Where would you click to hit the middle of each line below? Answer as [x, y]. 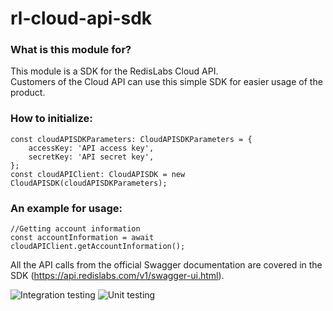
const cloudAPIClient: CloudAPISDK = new [98, 174]
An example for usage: [66, 208]
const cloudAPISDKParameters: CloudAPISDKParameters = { [131, 139]
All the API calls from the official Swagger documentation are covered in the [166, 265]
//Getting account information [75, 229]
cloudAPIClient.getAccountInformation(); [98, 247]
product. [28, 93]
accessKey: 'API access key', [91, 148]
